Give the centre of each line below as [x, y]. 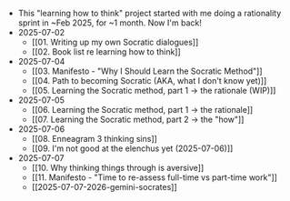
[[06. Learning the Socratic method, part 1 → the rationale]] [142, 110]
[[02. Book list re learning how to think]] [106, 52]
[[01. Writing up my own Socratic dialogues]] [115, 42]
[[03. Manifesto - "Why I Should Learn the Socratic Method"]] [147, 71]
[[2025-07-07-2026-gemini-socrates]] [104, 187]
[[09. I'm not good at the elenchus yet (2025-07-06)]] [132, 148]
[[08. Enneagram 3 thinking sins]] [94, 139]
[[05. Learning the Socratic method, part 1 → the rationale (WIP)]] [154, 90]
